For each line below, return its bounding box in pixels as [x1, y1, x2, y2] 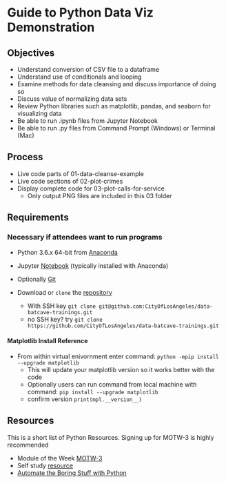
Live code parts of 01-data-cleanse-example [17, 169, 145, 177]
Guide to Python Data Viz [7, 5, 154, 21]
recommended [7, 441, 49, 449]
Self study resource [17, 461, 74, 470]
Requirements [7, 212, 69, 224]
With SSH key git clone [27, 302, 96, 310]
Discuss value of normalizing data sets [17, 95, 127, 103]
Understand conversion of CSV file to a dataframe [17, 66, 160, 73]
